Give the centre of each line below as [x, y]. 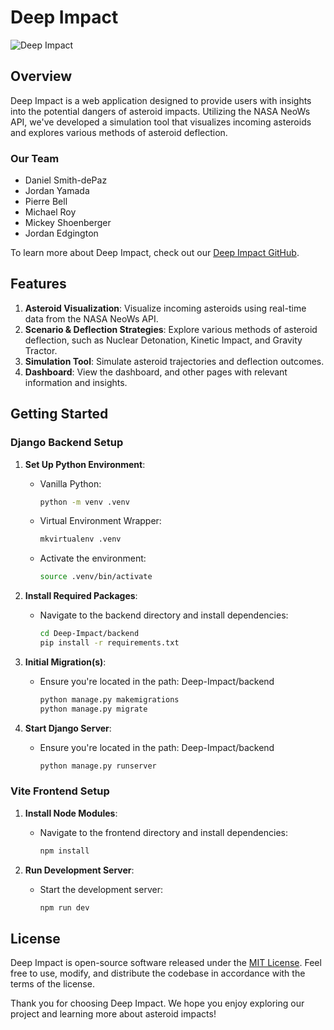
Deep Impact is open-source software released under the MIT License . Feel [166, 963]
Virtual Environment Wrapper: [100, 521]
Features [38, 284]
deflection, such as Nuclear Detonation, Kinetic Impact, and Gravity [163, 340]
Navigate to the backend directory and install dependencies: [164, 615]
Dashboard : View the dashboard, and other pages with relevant [156, 372]
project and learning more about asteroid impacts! [113, 1014]
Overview [41, 76]
